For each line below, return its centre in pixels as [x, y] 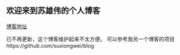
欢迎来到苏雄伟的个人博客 [53, 11]
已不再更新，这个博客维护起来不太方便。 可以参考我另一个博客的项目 [90, 39]
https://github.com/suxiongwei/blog [50, 45]
